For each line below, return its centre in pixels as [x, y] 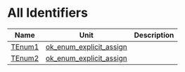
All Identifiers [47, 13]
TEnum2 [25, 58]
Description [154, 35]
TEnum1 [25, 47]
